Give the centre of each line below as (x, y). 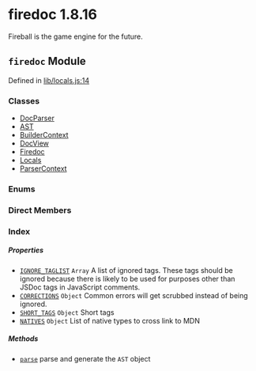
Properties (26, 250)
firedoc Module (47, 61)
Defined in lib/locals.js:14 (49, 80)
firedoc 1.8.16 (53, 15)
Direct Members (40, 210)
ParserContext (43, 168)
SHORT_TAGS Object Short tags (67, 312)
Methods (23, 339)
